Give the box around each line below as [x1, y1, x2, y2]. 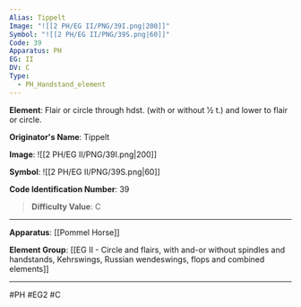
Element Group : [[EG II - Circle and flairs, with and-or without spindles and [9, 244, 286, 255]
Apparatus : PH [9, 47, 63, 56]
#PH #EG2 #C [9, 289, 61, 300]
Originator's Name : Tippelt [9, 131, 110, 142]
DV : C [9, 64, 30, 73]
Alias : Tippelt [9, 13, 66, 22]
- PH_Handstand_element [17, 80, 106, 89]
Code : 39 [9, 38, 42, 48]
